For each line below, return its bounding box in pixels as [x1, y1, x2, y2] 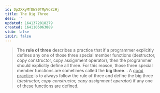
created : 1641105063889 [5, 25, 53, 30]
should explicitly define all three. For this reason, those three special [16, 62, 153, 68]
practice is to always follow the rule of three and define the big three [16, 73, 153, 79]
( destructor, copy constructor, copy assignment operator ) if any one [16, 78, 153, 83]
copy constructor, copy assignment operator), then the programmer [16, 57, 152, 63]
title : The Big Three [5, 12, 49, 16]
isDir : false [5, 34, 31, 39]
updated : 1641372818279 [5, 20, 53, 26]
